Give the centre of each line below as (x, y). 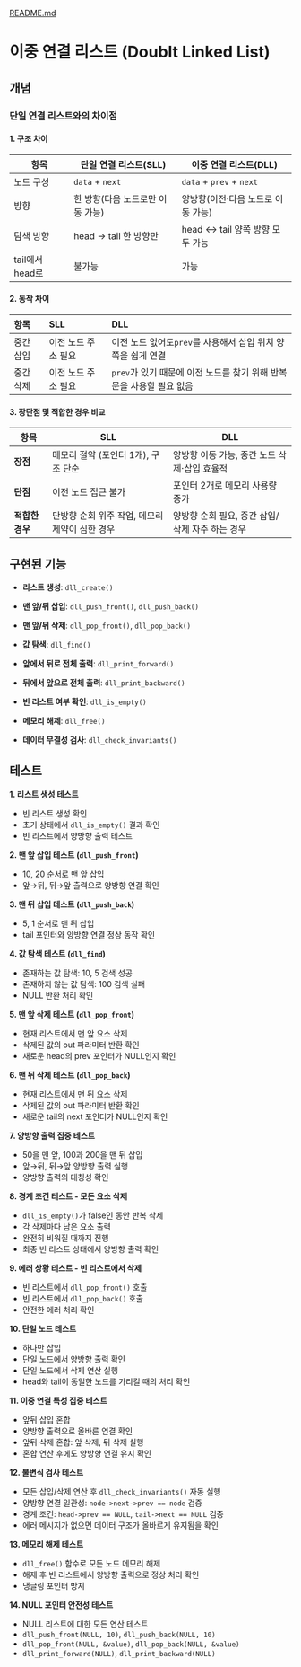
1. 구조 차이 (29, 139)
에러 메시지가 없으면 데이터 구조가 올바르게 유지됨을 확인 (120, 1525)
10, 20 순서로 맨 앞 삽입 (63, 874)
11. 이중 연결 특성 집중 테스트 (58, 1400)
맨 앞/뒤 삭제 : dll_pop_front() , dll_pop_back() (106, 625)
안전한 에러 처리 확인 (58, 1310)
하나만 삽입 (42, 1347)
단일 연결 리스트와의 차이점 (64, 116)
